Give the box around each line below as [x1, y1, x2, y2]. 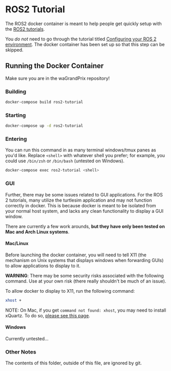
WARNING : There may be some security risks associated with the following [5, 272, 164, 278]
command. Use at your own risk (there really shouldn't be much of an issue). [5, 278, 166, 284]
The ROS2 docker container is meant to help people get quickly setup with [5, 20, 162, 27]
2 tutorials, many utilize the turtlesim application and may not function [5, 197, 152, 203]
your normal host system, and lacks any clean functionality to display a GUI [5, 208, 164, 214]
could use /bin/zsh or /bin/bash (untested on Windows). [5, 158, 125, 164]
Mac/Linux [5, 241, 29, 247]
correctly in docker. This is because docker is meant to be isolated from [5, 202, 157, 208]
